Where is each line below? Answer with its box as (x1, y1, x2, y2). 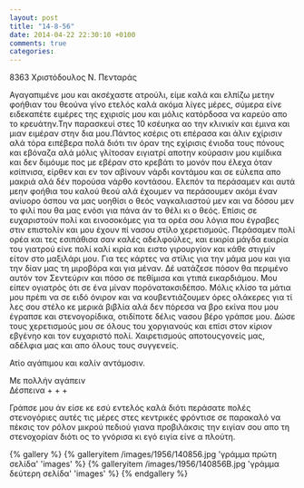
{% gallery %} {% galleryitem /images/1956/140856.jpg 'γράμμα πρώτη (9, 449, 277, 460)
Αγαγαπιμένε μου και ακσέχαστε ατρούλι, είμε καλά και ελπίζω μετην (9, 90, 275, 101)
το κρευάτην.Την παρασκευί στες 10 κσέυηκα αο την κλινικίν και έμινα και (9, 119, 290, 130)
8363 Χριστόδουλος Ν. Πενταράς (9, 72, 138, 83)
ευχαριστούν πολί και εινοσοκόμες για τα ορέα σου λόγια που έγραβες (9, 215, 279, 226)
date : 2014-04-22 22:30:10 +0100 (9, 30, 136, 39)
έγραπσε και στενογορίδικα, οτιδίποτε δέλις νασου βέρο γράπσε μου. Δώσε (9, 311, 296, 322)
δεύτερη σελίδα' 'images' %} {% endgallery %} (9, 468, 189, 479)
